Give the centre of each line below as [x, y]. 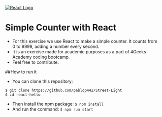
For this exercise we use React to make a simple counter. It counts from [85, 41]
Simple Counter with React [61, 28]
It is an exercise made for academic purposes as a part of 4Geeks [79, 51]
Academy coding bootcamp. [41, 57]
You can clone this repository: [42, 81]
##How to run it [21, 72]
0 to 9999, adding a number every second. [56, 46]
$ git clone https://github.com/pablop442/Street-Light [64, 90]
